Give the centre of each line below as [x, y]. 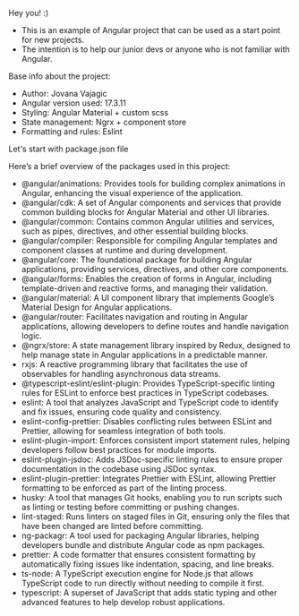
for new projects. [53, 40]
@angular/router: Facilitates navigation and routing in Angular [134, 317]
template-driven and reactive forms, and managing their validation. [145, 288]
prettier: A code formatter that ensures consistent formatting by [138, 555]
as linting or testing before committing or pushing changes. [130, 507]
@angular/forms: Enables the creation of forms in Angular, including [146, 278]
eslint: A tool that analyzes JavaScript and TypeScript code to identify [150, 402]
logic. [31, 336]
